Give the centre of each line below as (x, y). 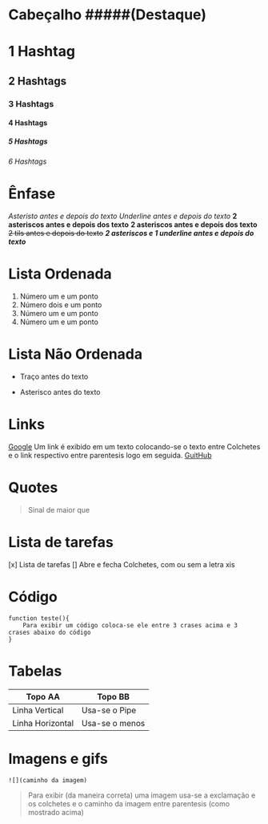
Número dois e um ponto (61, 305)
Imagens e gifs (58, 759)
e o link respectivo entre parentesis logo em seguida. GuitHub (110, 455)
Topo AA (43, 696)
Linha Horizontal (43, 723)
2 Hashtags (37, 81)
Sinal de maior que (59, 509)
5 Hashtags (28, 141)
